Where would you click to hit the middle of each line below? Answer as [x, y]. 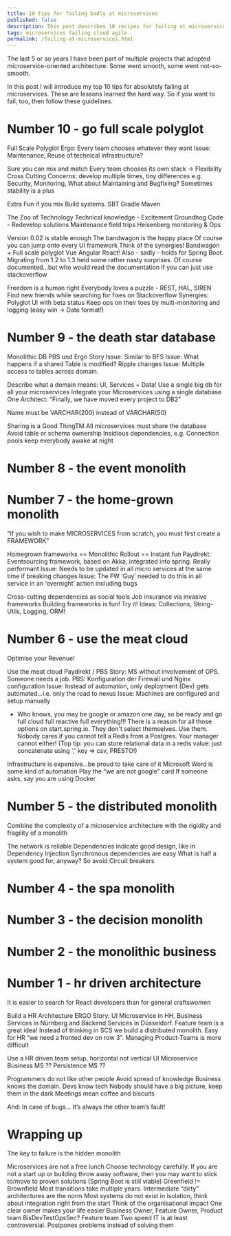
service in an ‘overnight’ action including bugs [72, 584]
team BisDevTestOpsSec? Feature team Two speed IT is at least [97, 1218]
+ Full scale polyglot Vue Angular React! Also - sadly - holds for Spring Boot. [115, 253]
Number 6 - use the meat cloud [98, 639]
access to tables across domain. [53, 371]
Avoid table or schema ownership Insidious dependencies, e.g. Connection [113, 433]
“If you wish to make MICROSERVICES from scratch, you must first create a [114, 533]
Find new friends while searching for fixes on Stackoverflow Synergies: [108, 295]
